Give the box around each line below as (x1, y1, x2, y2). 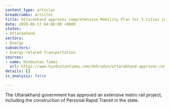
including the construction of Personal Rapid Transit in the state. (5, 97, 139, 103)
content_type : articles (5, 7, 56, 13)
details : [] (5, 69, 30, 74)
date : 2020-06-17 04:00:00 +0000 (5, 21, 76, 27)
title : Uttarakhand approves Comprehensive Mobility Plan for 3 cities (5, 17, 159, 22)
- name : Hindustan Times (5, 59, 58, 64)
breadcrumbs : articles (5, 12, 53, 17)
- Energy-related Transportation (5, 50, 76, 55)
